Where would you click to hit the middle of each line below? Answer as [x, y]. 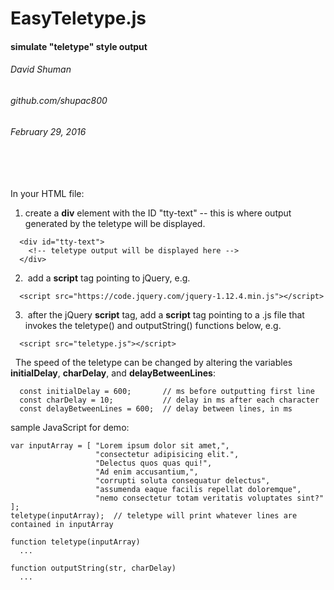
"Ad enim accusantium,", [147, 472]
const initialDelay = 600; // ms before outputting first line [167, 391]
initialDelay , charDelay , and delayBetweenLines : [113, 373]
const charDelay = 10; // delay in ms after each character [169, 400]
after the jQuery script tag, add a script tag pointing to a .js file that [166, 314]
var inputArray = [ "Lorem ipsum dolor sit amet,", [120, 445]
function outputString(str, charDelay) [93, 568]
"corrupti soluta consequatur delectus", [183, 480]
